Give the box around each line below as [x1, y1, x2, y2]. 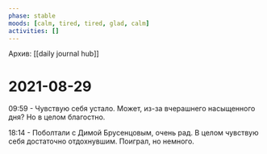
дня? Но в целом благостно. [8, 112, 106, 122]
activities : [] [8, 27, 60, 35]
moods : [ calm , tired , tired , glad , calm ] [8, 19, 150, 27]
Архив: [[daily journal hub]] [8, 49, 99, 59]
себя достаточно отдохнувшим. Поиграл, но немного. [8, 136, 195, 146]
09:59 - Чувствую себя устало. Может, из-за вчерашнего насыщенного [8, 104, 256, 114]
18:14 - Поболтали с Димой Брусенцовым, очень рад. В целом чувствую [8, 128, 259, 138]
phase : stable [8, 11, 56, 20]
